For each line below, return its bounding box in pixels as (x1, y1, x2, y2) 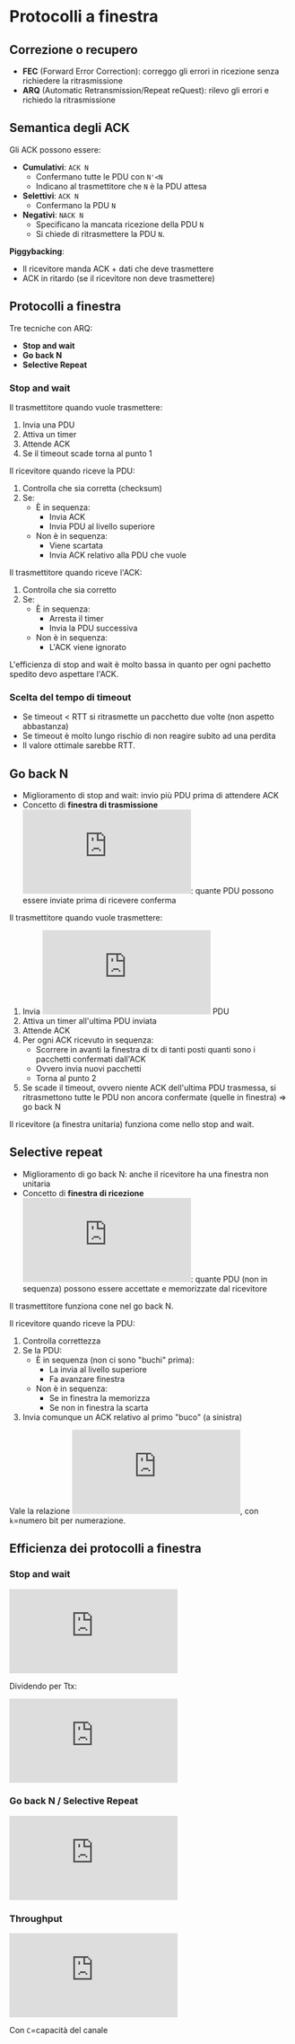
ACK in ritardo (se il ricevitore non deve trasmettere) (22, 272, 215, 284)
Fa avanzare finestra (48, 1373, 126, 1384)
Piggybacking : (9, 245, 65, 257)
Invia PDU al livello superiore (48, 521, 155, 532)
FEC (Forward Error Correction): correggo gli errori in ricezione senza (22, 66, 280, 76)
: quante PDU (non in (190, 1273, 268, 1284)
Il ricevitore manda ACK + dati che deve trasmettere (22, 263, 214, 274)
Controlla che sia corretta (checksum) (22, 482, 163, 493)
